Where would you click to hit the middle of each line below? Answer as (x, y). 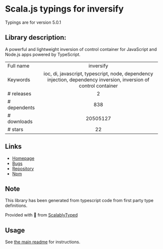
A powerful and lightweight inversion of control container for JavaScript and (81, 49)
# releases (19, 93)
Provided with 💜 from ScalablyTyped (41, 215)
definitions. (16, 206)
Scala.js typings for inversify (64, 9)
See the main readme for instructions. (43, 242)
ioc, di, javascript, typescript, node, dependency (98, 74)
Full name (19, 65)
